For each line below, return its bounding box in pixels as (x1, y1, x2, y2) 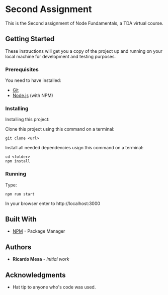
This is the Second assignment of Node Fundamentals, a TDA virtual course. (5, 20, 163, 26)
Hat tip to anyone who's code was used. (12, 284, 96, 290)
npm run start (5, 191, 35, 196)
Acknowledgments (5, 270, 66, 279)
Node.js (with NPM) (12, 92, 54, 99)
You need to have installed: (5, 77, 61, 83)
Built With (5, 215, 37, 224)
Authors (5, 243, 32, 251)
